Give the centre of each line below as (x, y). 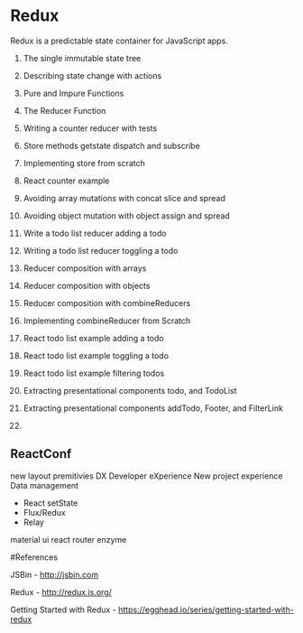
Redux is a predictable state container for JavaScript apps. (119, 41)
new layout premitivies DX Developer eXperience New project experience (147, 476)
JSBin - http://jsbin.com (54, 574)
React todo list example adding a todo (94, 338)
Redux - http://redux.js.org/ (61, 591)
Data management (45, 485)
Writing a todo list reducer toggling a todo (101, 250)
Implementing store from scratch (84, 163)
